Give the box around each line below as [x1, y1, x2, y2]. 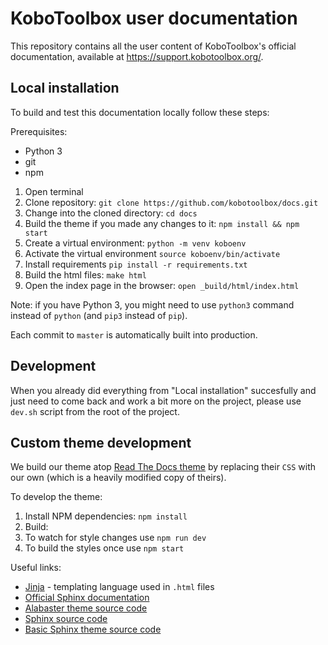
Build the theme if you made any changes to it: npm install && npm [24, 217, 300, 229]
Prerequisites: [10, 125, 68, 137]
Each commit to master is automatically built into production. [10, 328, 258, 341]
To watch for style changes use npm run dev [24, 532, 207, 544]
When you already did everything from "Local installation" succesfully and [10, 384, 317, 396]
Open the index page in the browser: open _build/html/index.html [24, 279, 300, 291]
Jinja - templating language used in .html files [24, 581, 215, 593]
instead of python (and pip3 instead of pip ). [10, 309, 188, 321]
